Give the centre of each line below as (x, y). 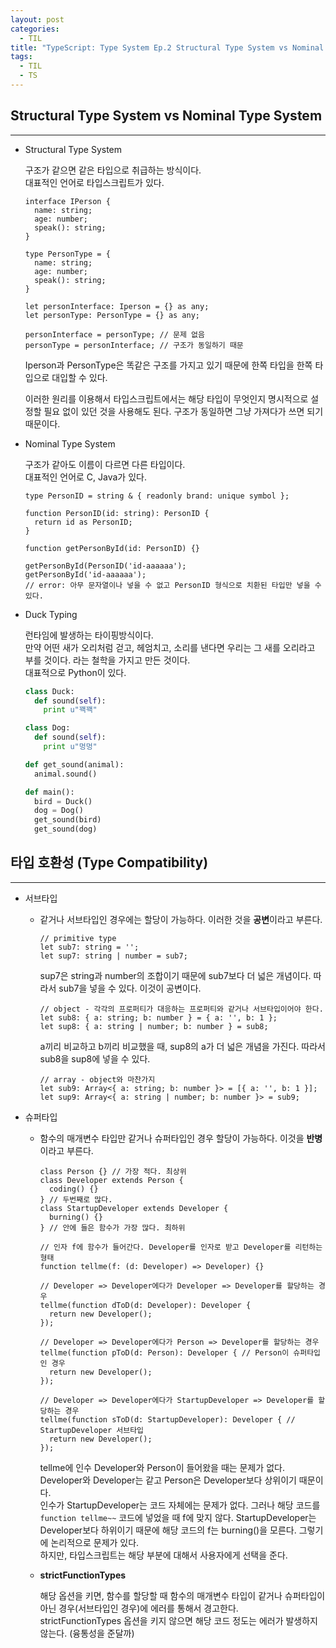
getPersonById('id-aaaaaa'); (85, 574)
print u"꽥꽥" (70, 710)
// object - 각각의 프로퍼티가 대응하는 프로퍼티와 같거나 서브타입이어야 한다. (181, 1009)
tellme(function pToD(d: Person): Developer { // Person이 (164, 1352)
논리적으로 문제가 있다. (95, 1542)
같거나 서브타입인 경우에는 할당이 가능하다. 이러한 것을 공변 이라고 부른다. (181, 919)
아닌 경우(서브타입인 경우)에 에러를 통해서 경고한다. (139, 1608)
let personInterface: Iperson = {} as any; (117, 306)
